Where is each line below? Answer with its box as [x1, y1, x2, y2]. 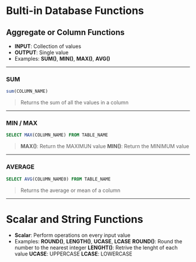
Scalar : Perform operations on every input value [14, 232, 131, 239]
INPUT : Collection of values [14, 43, 82, 50]
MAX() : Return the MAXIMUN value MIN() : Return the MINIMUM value [20, 143, 190, 150]
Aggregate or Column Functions [6, 27, 125, 37]
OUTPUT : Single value [14, 49, 69, 56]
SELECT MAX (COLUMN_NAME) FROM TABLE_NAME [6, 132, 108, 138]
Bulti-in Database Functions [6, 4, 144, 18]
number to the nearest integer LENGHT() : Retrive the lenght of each [14, 244, 178, 251]
